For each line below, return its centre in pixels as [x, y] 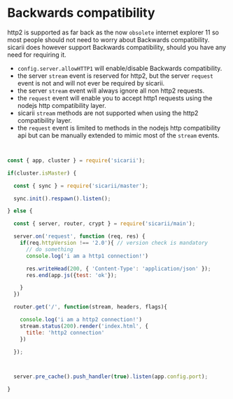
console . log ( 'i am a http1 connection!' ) [87, 256]
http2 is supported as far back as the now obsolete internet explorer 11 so [113, 32]
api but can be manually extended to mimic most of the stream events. [118, 135]
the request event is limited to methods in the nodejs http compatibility [119, 128]
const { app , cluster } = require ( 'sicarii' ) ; [76, 160]
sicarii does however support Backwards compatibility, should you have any [116, 47]
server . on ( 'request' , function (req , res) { [79, 236]
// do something [49, 249]
